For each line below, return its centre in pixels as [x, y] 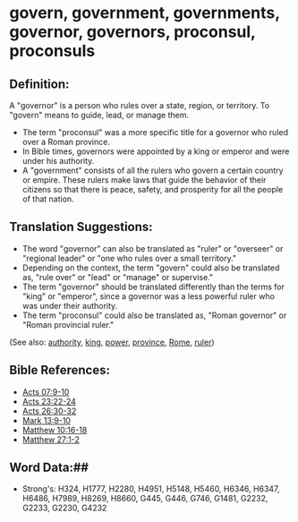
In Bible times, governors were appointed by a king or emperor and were [156, 151]
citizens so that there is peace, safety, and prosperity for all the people [153, 189]
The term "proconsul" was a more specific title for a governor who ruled [155, 132]
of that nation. [48, 199]
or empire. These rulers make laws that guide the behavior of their [144, 180]
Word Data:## [49, 468]
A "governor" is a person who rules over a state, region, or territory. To [140, 105]
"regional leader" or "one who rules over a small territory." [129, 258]
